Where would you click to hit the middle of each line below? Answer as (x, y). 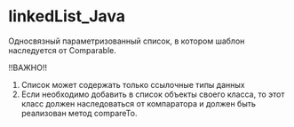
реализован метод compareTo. (79, 113)
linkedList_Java (67, 16)
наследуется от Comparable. (62, 50)
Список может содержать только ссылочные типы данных (133, 84)
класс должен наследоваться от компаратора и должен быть (139, 103)
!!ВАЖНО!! (28, 67)
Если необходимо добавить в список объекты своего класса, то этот (153, 94)
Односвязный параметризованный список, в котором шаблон (127, 41)
